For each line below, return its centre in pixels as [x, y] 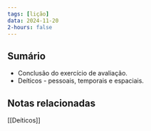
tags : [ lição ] [28, 14]
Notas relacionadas [52, 103]
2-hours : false [30, 27]
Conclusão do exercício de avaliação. [73, 73]
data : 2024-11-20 [33, 21]
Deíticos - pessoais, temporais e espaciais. [81, 81]
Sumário [27, 56]
